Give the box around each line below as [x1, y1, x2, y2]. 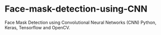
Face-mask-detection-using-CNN [4, 3, 148, 15]
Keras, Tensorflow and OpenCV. [4, 24, 71, 30]
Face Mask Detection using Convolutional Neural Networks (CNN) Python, [4, 19, 157, 25]
